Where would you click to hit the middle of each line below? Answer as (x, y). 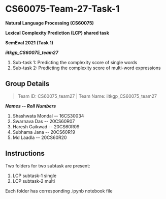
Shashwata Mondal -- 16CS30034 (48, 116)
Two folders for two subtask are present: (48, 165)
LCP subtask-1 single (35, 176)
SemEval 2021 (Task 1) (29, 42)
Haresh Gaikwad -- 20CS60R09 (46, 126)
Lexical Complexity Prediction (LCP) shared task (57, 33)
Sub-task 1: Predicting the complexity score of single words (75, 62)
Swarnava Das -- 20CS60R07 (44, 121)
